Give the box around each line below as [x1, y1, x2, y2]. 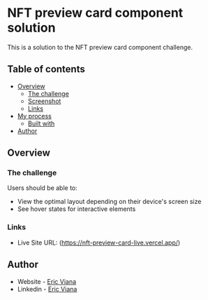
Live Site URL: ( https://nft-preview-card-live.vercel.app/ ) [17, 238, 181, 247]
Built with [27, 119, 55, 128]
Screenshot [27, 97, 61, 105]
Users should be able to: [7, 184, 78, 192]
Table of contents [7, 63, 85, 75]
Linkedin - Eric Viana [17, 285, 77, 293]
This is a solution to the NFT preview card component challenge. [7, 43, 193, 51]
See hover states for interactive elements [17, 205, 136, 213]
